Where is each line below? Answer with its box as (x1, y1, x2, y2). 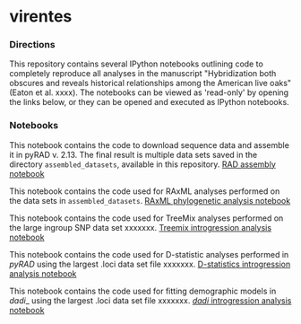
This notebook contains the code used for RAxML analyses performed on (9, 186, 280, 197)
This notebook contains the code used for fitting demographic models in (9, 285, 277, 296)
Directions (9, 39, 56, 51)
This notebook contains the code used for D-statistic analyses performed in (9, 249, 289, 259)
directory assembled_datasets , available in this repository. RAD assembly (9, 159, 276, 170)
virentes (9, 6, 73, 27)
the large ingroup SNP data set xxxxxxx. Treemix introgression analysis (9, 222, 271, 232)
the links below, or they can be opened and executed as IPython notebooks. (9, 97, 289, 108)
